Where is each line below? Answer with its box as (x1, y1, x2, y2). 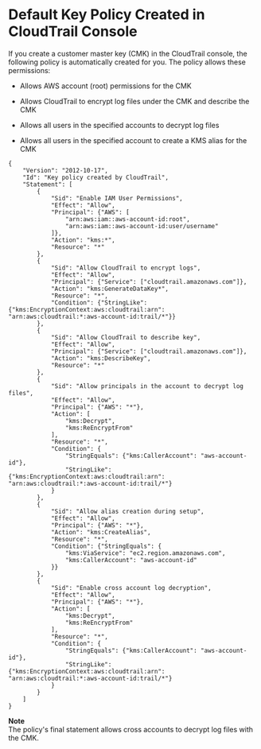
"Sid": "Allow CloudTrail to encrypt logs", (50, 264, 201, 272)
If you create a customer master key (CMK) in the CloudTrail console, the (8, 49, 248, 58)
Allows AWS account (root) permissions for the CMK (19, 81, 193, 91)
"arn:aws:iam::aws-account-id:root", (64, 215, 191, 223)
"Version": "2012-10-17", (22, 166, 109, 174)
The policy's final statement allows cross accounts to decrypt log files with (8, 724, 253, 734)
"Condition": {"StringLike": (50, 298, 148, 307)
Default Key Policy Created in (8, 6, 205, 24)
